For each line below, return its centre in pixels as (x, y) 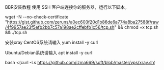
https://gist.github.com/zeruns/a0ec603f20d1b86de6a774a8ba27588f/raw (83, 22)
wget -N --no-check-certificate (37, 17)
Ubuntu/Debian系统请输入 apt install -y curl (49, 53)
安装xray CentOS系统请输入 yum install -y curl (52, 42)
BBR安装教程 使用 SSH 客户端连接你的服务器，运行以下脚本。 (67, 7)
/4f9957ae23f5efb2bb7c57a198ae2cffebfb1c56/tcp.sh (60, 27)
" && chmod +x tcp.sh (137, 27)
